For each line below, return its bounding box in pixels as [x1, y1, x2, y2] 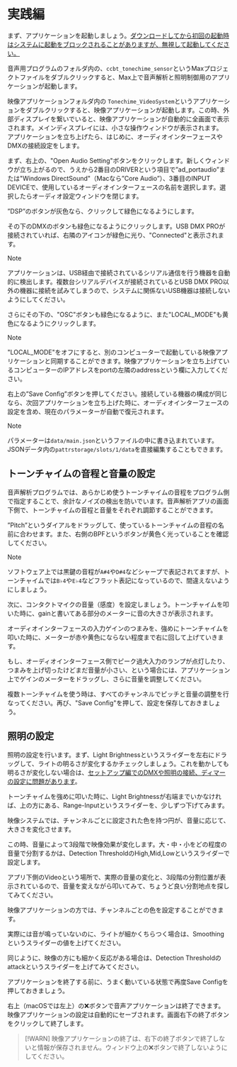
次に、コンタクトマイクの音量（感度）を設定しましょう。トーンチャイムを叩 [7, 600, 230, 609]
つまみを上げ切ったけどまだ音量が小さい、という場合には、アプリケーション [7, 665, 231, 674]
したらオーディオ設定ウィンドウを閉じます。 [13, 192, 143, 200]
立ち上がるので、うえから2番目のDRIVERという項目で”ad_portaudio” [19, 165, 219, 174]
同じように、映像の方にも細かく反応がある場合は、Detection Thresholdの [7, 953, 221, 962]
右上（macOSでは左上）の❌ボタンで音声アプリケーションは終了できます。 [7, 1001, 225, 1010]
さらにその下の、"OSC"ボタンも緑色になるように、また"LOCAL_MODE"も [7, 310, 223, 319]
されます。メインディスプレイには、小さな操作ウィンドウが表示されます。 [7, 123, 223, 132]
